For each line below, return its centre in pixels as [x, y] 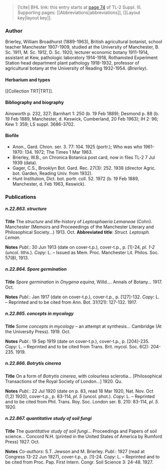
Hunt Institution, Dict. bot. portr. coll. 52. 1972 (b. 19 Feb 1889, [76, 178]
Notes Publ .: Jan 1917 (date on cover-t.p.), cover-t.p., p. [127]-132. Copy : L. [82, 297]
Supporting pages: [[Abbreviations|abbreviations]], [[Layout [79, 13]
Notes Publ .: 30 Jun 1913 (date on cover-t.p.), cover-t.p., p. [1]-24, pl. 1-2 [80, 247]
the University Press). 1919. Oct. [38, 331]
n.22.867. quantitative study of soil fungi [49, 418]
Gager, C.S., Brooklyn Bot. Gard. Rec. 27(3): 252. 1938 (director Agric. [84, 168]
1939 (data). [25, 163]
